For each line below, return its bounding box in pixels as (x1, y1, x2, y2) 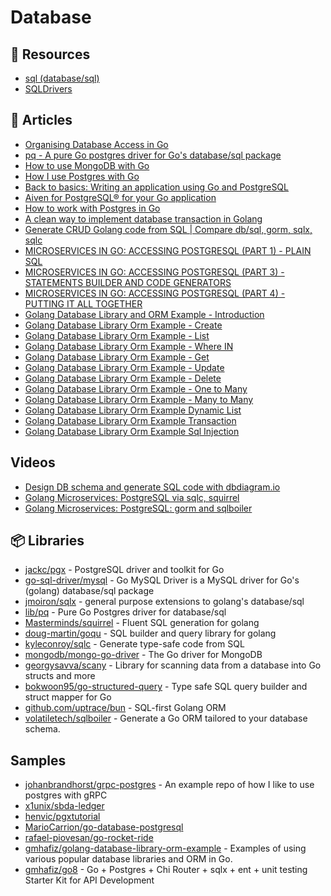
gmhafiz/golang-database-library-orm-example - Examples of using (24, 842, 307, 855)
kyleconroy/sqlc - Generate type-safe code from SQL (24, 638, 245, 650)
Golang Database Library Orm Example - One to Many (24, 382, 248, 395)
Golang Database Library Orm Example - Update (24, 361, 225, 373)
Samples (10, 752, 67, 769)
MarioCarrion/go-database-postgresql (24, 821, 184, 833)
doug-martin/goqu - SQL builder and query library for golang (24, 627, 277, 640)
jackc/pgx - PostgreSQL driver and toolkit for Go (24, 564, 225, 576)
